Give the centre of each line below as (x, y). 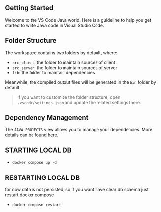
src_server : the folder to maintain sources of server (64, 67)
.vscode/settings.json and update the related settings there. (79, 102)
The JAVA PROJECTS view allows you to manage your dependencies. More (79, 130)
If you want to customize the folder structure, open (69, 97)
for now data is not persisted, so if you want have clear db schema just (77, 190)
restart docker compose (30, 195)
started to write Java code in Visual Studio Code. (55, 25)
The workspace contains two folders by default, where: (61, 53)
